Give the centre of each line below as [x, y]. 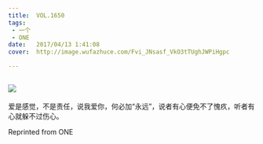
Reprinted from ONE [41, 131]
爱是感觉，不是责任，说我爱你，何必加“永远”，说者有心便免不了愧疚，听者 [128, 106]
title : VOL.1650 [37, 15]
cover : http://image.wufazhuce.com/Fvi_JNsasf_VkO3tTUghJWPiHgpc [119, 52]
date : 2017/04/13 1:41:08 [54, 45]
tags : [17, 23]
